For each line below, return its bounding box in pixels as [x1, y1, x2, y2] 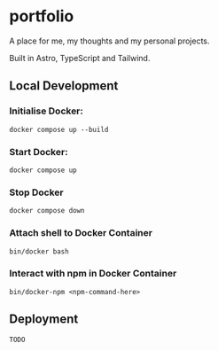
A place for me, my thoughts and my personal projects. [9, 35, 210, 46]
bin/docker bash [9, 246, 69, 256]
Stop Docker [9, 186, 64, 199]
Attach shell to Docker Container [9, 227, 153, 239]
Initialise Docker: [9, 105, 84, 117]
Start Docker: [9, 145, 68, 158]
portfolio [9, 6, 74, 27]
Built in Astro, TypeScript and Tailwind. [9, 52, 151, 63]
